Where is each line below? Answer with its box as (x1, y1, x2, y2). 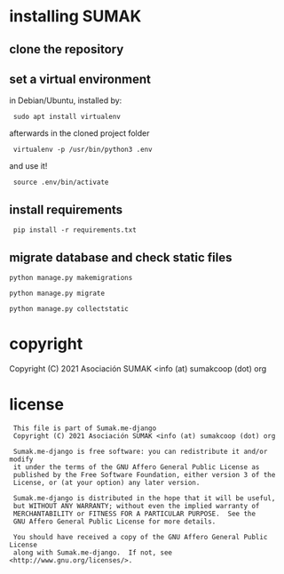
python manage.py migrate (9, 289, 105, 299)
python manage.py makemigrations (9, 274, 133, 283)
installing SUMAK (9, 6, 142, 27)
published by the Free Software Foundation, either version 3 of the (12, 470, 276, 479)
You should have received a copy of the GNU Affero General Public (12, 532, 268, 541)
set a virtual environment (9, 71, 151, 86)
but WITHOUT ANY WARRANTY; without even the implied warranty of (12, 501, 260, 510)
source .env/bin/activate (12, 178, 109, 187)
